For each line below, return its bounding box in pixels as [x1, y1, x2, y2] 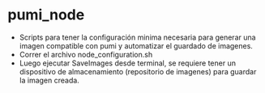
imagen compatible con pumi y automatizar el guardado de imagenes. [19, 40, 253, 50]
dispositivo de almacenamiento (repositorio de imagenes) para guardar [19, 66, 257, 76]
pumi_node [7, 6, 85, 24]
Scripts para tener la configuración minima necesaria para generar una [19, 32, 256, 42]
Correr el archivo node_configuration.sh [19, 49, 153, 59]
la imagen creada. [19, 75, 80, 85]
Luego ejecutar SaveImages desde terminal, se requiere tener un [19, 58, 237, 68]
